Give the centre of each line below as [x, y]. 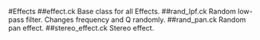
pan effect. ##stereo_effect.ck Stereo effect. [81, 28]
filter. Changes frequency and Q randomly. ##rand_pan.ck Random [136, 20]
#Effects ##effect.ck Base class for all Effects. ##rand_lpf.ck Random [122, 11]
